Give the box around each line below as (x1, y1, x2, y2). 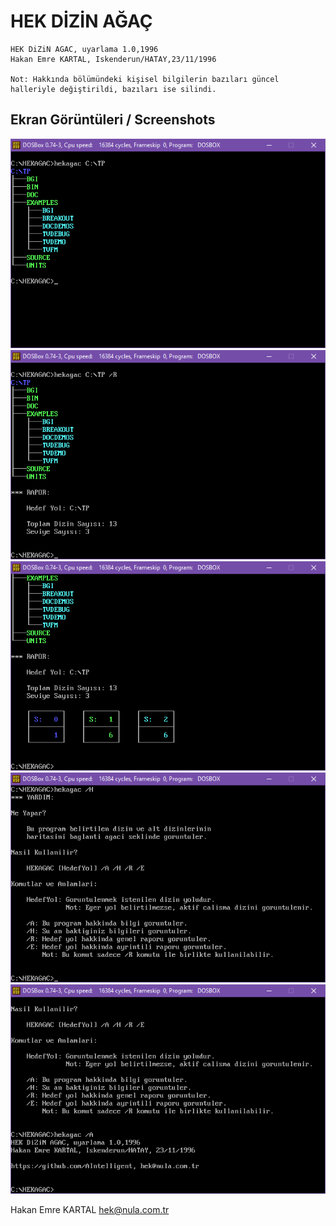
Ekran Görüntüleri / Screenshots (10, 111, 216, 129)
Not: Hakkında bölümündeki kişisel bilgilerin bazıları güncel (10, 74, 280, 84)
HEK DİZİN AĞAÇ (10, 10, 153, 33)
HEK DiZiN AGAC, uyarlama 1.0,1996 (10, 44, 159, 54)
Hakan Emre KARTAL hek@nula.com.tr (10, 1203, 170, 1215)
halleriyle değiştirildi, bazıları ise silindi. (10, 84, 217, 94)
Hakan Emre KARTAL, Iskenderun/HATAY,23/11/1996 (10, 54, 217, 64)
